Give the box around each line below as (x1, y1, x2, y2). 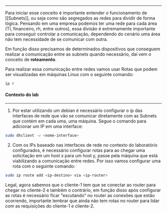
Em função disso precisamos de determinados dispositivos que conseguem (5, 46, 161, 52)
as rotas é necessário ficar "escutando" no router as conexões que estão (5, 192, 155, 198)
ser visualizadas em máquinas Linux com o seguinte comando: (5, 72, 134, 77)
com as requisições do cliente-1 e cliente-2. (5, 203, 95, 209)
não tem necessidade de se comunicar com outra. (5, 36, 108, 42)
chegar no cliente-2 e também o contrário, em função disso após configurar (5, 187, 161, 193)
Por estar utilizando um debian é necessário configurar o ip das (12, 107, 143, 113)
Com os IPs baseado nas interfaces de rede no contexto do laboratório (12, 142, 158, 148)
